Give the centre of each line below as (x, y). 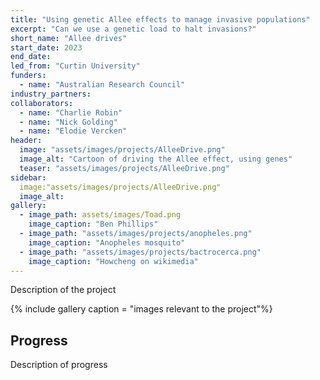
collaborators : (42, 103)
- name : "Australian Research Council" (102, 85)
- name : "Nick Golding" (68, 122)
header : (26, 141)
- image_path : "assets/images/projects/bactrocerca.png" (140, 252)
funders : (28, 76)
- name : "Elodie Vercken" (73, 131)
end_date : (31, 57)
